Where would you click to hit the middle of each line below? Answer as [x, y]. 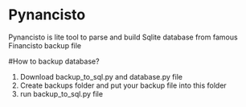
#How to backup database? [54, 61]
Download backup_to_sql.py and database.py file [101, 76]
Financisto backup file [45, 45]
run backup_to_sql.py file [61, 93]
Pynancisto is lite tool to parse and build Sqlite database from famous [123, 37]
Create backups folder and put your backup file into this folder [123, 85]
